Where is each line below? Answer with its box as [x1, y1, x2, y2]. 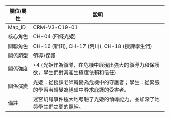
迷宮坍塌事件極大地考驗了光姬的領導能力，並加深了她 [33, 96, 160, 103]
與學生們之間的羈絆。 [33, 103, 84, 110]
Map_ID [8, 24, 26, 31]
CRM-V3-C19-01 [33, 24, 78, 31]
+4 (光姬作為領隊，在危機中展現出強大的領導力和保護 [33, 62, 160, 68]
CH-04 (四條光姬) [33, 33, 76, 40]
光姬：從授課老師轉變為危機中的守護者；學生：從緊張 [33, 79, 160, 86]
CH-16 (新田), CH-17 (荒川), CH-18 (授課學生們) [33, 43, 152, 50]
